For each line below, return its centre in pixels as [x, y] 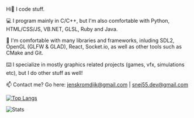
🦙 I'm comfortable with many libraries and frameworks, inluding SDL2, [90, 40]
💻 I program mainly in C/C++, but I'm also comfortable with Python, [88, 21]
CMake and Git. [25, 53]
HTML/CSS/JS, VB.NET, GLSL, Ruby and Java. [62, 29]
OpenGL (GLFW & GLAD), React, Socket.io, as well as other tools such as [94, 46]
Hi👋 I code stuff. [25, 9]
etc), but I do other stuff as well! [44, 73]
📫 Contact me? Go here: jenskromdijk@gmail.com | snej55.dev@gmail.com [97, 84]
